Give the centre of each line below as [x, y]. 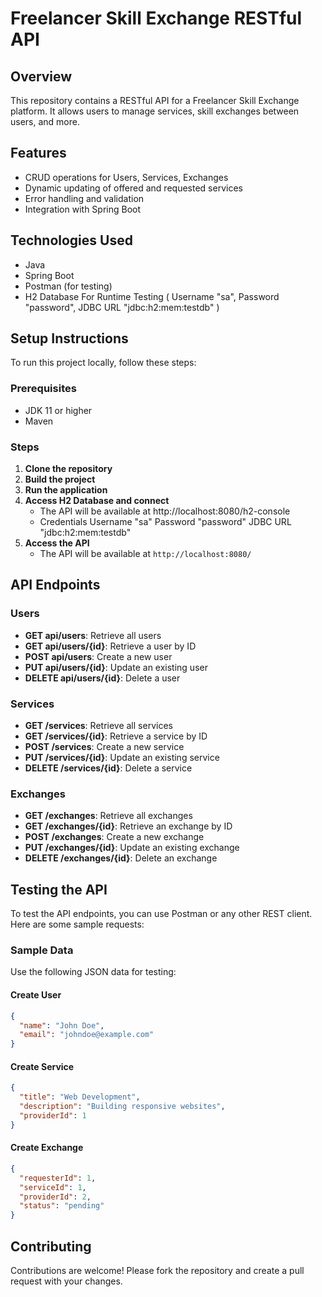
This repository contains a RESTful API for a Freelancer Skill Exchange [155, 100]
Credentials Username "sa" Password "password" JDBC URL [165, 522]
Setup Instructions [69, 338]
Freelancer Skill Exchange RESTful [156, 18]
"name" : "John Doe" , [62, 1025]
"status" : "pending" [62, 1206]
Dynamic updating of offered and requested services [133, 188]
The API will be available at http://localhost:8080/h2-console [165, 511]
